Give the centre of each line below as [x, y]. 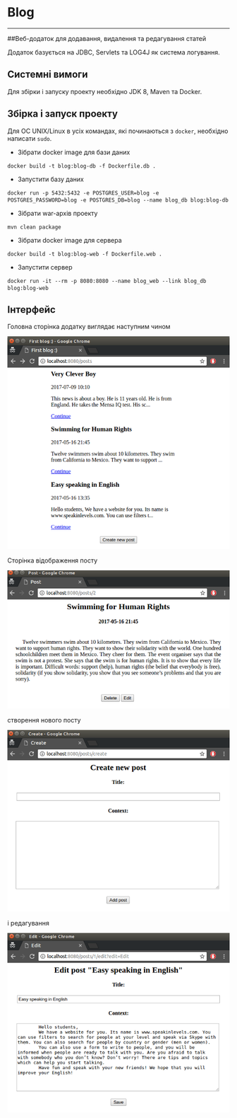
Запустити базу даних [51, 179]
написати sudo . [30, 138]
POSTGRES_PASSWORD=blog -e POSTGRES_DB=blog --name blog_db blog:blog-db [118, 200]
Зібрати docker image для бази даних [74, 152]
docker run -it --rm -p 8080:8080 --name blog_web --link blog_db [107, 281]
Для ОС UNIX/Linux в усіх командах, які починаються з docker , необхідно [118, 131]
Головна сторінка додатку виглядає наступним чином [89, 327]
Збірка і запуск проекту [63, 114]
